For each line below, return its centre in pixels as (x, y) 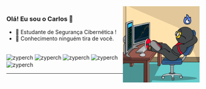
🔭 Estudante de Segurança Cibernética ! (66, 32)
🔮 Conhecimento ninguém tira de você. (65, 38)
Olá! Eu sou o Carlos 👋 (40, 19)
